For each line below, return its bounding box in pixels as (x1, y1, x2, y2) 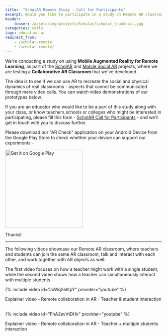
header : (5, 16, 21, 21)
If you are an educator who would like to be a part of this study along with (5, 104, 157, 110)
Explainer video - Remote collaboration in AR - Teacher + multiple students (5, 321, 159, 327)
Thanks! (5, 231, 22, 237)
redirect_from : (5, 35, 37, 40)
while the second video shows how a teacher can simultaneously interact (5, 271, 156, 277)
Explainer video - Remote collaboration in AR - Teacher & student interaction (5, 296, 162, 302)
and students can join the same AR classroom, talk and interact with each (5, 251, 156, 257)
